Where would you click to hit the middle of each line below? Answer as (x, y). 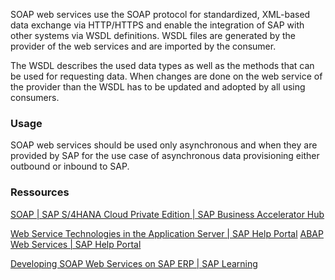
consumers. (35, 97)
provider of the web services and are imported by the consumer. (143, 46)
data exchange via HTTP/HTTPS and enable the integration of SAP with (157, 25)
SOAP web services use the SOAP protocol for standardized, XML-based (160, 14)
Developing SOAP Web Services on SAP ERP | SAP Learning (134, 263)
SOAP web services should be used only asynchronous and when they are (164, 145)
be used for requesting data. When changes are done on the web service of (166, 76)
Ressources (40, 192)
